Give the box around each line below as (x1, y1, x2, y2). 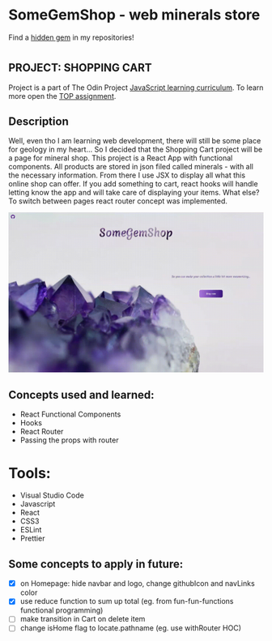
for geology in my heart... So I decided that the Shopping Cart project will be (8, 144, 263, 155)
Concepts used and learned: (8, 388, 155, 402)
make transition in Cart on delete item (19, 614, 146, 624)
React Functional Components (19, 409, 121, 419)
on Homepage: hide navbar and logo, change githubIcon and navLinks (19, 579, 255, 588)
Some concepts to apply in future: (8, 557, 184, 570)
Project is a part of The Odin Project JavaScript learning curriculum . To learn (8, 83, 264, 92)
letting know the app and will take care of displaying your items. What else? (8, 188, 260, 198)
